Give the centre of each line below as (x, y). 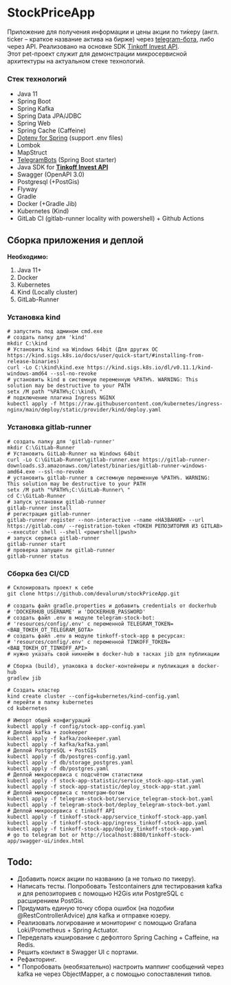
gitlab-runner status (38, 556)
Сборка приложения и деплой (76, 240)
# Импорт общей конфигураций (49, 720)
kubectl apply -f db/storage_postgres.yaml (70, 762)
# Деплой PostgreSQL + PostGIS (52, 750)
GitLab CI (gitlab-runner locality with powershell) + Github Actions (110, 219)
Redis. (26, 944)
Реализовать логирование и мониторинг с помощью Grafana (107, 922)
